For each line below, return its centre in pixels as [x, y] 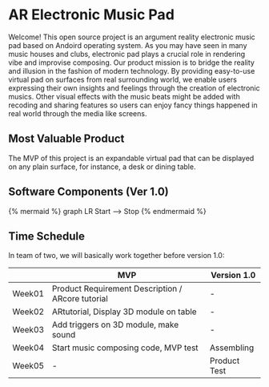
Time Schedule [47, 236]
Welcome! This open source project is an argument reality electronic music [132, 37]
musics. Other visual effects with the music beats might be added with [124, 96]
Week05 [28, 366]
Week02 [28, 312]
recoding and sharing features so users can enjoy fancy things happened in [133, 105]
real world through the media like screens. [78, 113]
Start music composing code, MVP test [125, 348]
